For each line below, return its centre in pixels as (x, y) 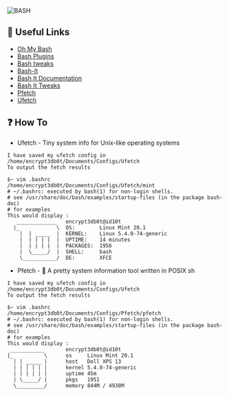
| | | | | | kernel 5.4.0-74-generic (75, 367)
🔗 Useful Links (39, 32)
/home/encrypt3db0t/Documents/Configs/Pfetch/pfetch (84, 313)
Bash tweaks (35, 63)
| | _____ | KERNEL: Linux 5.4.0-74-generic (94, 233)
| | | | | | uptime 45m (55, 373)
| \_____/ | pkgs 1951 (56, 379)
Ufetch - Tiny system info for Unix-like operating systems (98, 143)
